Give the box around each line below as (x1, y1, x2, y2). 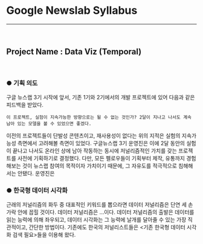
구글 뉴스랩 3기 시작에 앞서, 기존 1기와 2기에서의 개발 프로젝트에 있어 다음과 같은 (6, 94, 195, 101)
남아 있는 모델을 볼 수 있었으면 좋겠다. (6, 121, 92, 127)
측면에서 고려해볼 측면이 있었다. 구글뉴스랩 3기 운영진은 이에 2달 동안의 (17, 140, 185, 147)
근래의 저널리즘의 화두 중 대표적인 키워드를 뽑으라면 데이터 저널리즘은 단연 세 (6, 201, 187, 208)
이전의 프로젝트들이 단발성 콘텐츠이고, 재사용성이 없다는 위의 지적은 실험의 (6, 132, 181, 139)
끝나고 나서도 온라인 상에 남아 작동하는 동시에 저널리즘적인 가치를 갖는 (12, 147, 177, 154)
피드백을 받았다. (6, 101, 44, 108)
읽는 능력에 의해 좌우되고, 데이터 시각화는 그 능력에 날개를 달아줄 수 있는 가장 (6, 216, 187, 224)
